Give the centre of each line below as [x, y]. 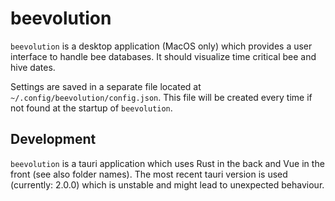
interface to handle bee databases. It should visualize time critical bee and [163, 56]
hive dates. [33, 67]
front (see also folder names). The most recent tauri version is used [149, 174]
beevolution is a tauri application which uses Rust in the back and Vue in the [167, 163]
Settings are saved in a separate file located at [106, 86]
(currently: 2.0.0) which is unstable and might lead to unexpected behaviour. [167, 184]
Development [53, 139]
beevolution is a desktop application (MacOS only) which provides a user [161, 46]
